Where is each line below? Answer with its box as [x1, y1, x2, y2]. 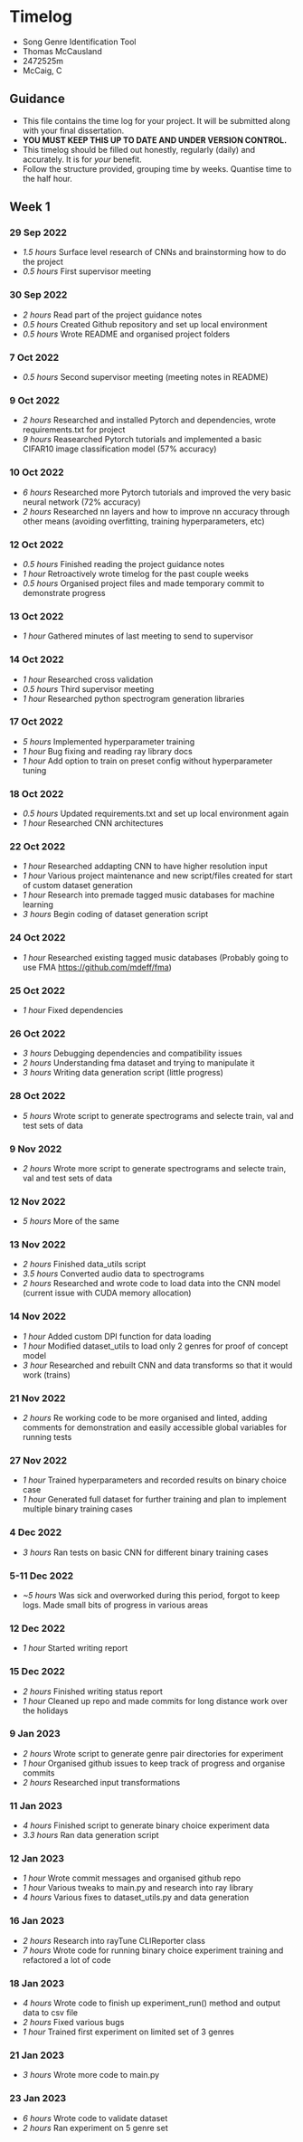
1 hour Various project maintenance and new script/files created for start [22, 870, 293, 881]
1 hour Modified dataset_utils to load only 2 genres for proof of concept [22, 1341, 289, 1351]
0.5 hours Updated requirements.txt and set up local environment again [22, 808, 289, 820]
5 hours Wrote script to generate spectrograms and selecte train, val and [22, 1110, 294, 1121]
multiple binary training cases [22, 1503, 133, 1514]
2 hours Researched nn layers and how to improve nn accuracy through [22, 506, 290, 517]
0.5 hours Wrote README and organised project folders [22, 328, 231, 339]
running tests [22, 1432, 72, 1443]
